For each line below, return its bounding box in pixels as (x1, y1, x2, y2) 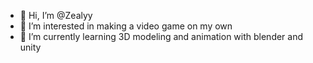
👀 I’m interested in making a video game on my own (19, 20, 233, 32)
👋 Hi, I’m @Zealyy (19, 10, 93, 21)
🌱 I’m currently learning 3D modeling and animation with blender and (19, 31, 304, 42)
